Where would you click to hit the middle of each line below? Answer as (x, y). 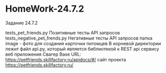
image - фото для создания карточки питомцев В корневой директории (83, 43)
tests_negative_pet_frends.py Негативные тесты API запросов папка (79, 38)
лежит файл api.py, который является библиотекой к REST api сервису (82, 49)
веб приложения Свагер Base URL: (43, 54)
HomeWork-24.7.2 (45, 9)
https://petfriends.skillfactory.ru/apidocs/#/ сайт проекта (66, 59)
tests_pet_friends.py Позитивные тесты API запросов (63, 32)
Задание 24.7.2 (22, 23)
